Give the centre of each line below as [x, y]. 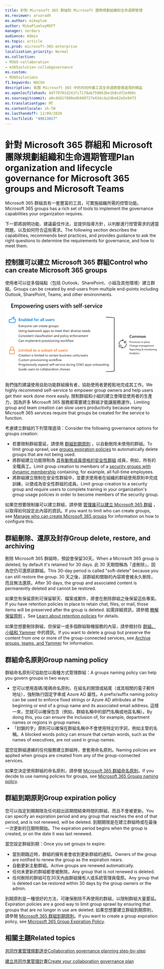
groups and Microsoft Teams [65, 189]
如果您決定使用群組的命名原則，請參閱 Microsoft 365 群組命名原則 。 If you [80, 770]
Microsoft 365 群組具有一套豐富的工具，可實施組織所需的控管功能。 [73, 203]
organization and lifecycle [59, 168]
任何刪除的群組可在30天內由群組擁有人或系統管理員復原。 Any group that [85, 877]
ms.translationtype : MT [29, 103]
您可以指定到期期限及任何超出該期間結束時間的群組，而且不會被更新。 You [80, 810]
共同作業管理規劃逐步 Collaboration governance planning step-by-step [75, 951]
